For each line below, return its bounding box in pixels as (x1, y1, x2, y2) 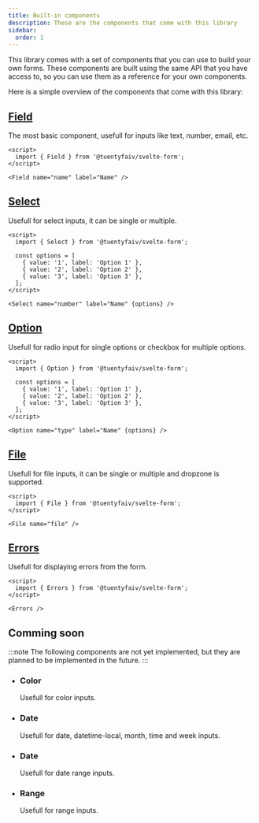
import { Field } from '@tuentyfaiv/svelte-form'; (15, 153, 185, 161)
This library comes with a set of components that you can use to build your (8, 55, 251, 65)
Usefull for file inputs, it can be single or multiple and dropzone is (8, 469, 220, 478)
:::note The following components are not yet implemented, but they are (8, 647, 241, 657)
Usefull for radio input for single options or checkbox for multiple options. (8, 342, 246, 351)
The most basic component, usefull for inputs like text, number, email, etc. (8, 131, 249, 140)
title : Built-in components (8, 11, 101, 20)
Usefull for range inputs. (19, 806, 98, 815)
